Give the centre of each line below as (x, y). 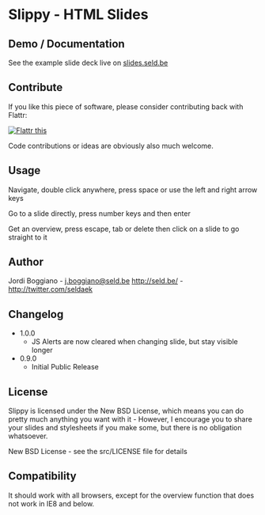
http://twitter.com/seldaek (51, 290)
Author (26, 262)
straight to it (28, 237)
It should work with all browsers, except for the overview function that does (131, 495)
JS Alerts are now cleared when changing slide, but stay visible (135, 342)
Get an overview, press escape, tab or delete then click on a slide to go (124, 229)
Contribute (36, 87)
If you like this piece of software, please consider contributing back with (126, 106)
